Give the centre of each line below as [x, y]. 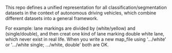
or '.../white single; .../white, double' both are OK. [57, 45]
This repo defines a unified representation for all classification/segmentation [86, 7]
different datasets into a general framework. [52, 18]
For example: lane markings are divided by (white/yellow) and [70, 28]
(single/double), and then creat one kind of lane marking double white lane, [85, 34]
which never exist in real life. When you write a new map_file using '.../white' [86, 39]
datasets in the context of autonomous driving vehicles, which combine [81, 13]
